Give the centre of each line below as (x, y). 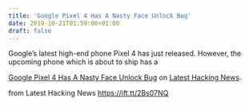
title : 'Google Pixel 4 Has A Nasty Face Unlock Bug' (100, 16)
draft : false (30, 31)
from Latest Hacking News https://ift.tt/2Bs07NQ (88, 93)
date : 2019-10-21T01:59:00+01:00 (64, 23)
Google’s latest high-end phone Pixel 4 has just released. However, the (125, 54)
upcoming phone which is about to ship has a (83, 62)
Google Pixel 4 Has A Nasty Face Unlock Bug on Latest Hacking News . (125, 78)
